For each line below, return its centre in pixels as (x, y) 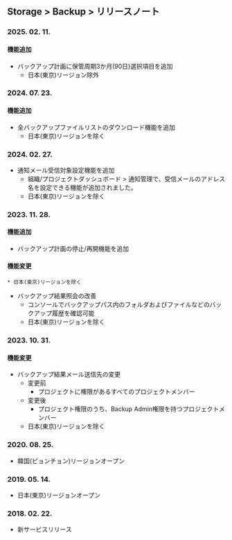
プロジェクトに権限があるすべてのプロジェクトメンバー (116, 392)
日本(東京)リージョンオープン (59, 495)
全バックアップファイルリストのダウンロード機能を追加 (96, 127)
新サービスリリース (45, 530)
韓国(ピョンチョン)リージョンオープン (71, 461)
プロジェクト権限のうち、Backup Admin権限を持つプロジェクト (128, 409)
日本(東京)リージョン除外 (63, 75)
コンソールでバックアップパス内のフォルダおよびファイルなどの (118, 305)
